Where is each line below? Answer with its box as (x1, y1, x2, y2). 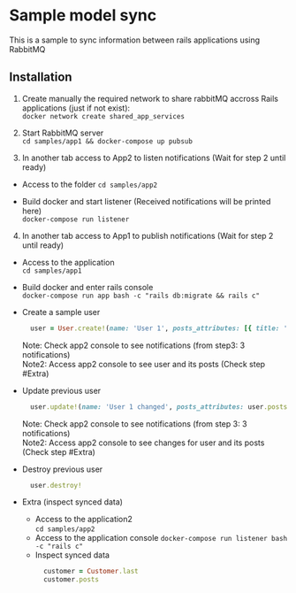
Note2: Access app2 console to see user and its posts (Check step (21, 358, 266, 369)
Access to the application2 (34, 514, 133, 525)
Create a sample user (21, 306, 101, 317)
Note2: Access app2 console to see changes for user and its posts (21, 437, 265, 448)
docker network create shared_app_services (21, 112, 186, 120)
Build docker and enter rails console (21, 281, 154, 292)
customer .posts (42, 575, 100, 584)
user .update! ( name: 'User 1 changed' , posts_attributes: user (30, 402, 264, 412)
